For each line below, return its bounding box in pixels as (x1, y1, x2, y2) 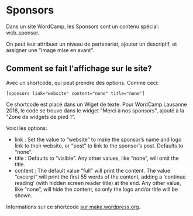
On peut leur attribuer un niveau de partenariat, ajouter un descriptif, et (6, 40, 177, 47)
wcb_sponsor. (6, 29, 40, 36)
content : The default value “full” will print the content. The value (14, 167, 171, 174)
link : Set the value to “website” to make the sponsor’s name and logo (14, 136, 182, 143)
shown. (14, 191, 33, 199)
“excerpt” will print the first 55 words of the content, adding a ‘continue (14, 173, 186, 180)
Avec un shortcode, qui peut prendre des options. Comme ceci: (6, 79, 159, 86)
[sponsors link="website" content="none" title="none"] (6, 90, 145, 97)
